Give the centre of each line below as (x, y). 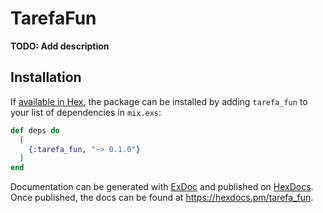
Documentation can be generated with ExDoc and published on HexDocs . (162, 187)
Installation (46, 77)
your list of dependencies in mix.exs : (86, 112)
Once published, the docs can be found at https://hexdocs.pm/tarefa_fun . (162, 198)
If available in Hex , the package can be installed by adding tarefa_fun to (159, 101)
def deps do (35, 130)
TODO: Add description (60, 46)
